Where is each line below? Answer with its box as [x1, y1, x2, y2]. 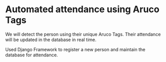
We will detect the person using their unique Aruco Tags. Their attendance [5, 31, 161, 37]
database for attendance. [5, 52, 58, 58]
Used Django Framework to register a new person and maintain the [5, 46, 146, 52]
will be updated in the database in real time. [5, 37, 96, 43]
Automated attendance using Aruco [5, 4, 160, 15]
